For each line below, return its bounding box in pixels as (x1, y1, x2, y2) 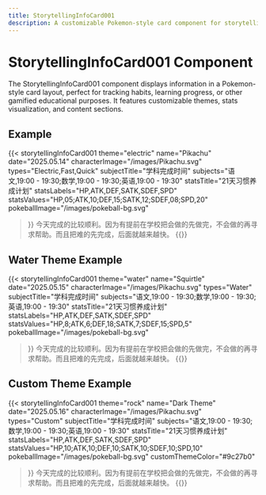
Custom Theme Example (8, 377, 132, 390)
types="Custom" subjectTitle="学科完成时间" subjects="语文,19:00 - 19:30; (8, 416, 253, 425)
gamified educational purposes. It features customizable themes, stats (8, 96, 238, 105)
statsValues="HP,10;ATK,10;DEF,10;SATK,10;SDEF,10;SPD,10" (8, 443, 203, 452)
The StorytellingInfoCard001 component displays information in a (8, 79, 221, 89)
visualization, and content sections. (8, 105, 124, 114)
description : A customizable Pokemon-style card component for (8, 19, 222, 27)
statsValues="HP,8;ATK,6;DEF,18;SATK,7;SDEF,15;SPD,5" (8, 319, 192, 329)
